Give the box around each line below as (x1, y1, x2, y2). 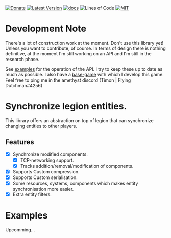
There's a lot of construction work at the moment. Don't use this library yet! (5, 39, 164, 46)
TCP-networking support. (20, 157, 74, 163)
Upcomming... (5, 227, 35, 233)
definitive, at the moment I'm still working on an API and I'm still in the (5, 50, 152, 56)
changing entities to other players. (5, 123, 78, 129)
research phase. (5, 56, 40, 62)
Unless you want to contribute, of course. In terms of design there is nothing (5, 45, 166, 51)
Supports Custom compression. (12, 168, 80, 174)
